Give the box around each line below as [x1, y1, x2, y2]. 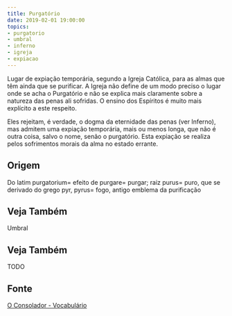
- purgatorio [7, 29, 45, 37]
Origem [7, 160, 40, 172]
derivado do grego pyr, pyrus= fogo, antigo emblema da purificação [7, 185, 202, 194]
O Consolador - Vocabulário [7, 301, 87, 309]
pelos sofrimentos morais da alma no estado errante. [7, 140, 158, 148]
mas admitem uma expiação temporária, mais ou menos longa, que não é [7, 124, 216, 133]
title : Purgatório [7, 10, 60, 17]
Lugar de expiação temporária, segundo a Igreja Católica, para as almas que [7, 74, 225, 83]
